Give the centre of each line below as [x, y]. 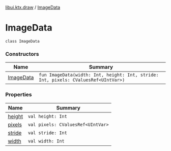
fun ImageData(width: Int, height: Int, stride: [99, 75]
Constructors [22, 54]
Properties [19, 95]
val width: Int [46, 141]
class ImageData [22, 41]
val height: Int [47, 116]
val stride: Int [47, 133]
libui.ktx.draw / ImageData [33, 7]
